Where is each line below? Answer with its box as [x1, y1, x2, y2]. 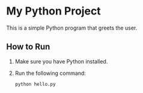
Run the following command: [14, 69, 86, 77]
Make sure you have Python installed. [14, 57, 108, 65]
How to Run [6, 42, 50, 52]
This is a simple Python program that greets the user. [6, 24, 138, 31]
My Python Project [6, 4, 101, 18]
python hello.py [14, 81, 56, 87]
